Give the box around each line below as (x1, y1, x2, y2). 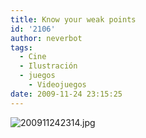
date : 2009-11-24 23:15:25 (10, 89, 123, 99)
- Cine (19, 52, 47, 62)
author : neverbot (10, 33, 83, 43)
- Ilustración (19, 61, 78, 71)
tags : (10, 42, 33, 53)
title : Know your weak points (10, 14, 137, 25)
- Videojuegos (28, 80, 87, 90)
